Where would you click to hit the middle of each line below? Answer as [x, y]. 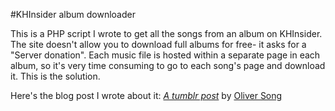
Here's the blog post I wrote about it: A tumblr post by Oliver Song [146, 95]
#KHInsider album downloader [73, 14]
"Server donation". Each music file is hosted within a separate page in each [165, 55]
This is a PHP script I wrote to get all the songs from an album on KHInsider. [166, 33]
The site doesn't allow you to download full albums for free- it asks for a [158, 44]
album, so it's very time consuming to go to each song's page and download [168, 65]
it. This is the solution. [55, 76]
